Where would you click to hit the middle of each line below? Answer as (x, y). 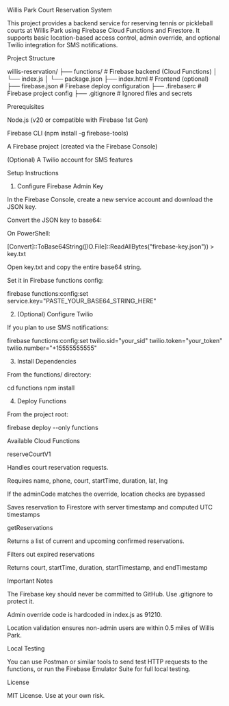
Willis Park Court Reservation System (59, 10)
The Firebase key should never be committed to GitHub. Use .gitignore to (110, 594)
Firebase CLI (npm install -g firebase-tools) (68, 133)
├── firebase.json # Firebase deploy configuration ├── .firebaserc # (104, 86)
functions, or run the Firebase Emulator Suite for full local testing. (99, 669)
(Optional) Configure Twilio (55, 314)
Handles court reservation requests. (58, 467)
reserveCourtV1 (29, 454)
